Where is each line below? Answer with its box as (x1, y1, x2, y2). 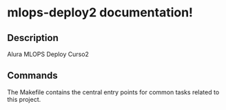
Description (7, 32, 59, 44)
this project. (7, 95, 41, 103)
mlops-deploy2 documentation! (7, 5, 194, 20)
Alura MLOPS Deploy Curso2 (7, 50, 90, 58)
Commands (7, 70, 59, 81)
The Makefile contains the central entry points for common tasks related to (7, 87, 220, 96)
